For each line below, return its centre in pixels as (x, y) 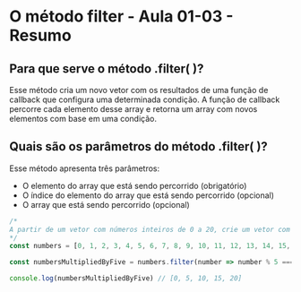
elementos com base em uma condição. (83, 119)
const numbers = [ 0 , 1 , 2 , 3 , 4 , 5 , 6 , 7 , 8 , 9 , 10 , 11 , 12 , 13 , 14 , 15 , (150, 246)
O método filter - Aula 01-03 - (121, 17)
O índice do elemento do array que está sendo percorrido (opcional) (148, 195)
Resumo (40, 35)
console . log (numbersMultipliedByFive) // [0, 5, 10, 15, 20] (126, 279)
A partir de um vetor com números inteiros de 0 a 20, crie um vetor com (150, 229)
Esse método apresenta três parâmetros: (85, 168)
